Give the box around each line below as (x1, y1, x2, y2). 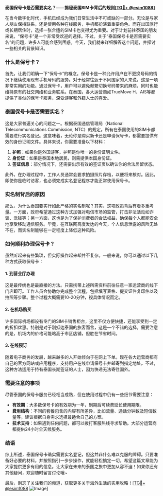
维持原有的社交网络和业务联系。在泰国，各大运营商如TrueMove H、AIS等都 (5, 89, 156, 95)
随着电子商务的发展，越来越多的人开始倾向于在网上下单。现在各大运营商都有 (5, 354, 158, 360)
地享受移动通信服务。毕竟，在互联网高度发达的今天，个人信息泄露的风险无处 (5, 221, 158, 227)
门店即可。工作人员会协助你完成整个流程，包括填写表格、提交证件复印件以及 (5, 288, 158, 294)
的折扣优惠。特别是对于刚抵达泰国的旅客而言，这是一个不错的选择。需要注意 (5, 324, 158, 330)
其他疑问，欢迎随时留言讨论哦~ (5, 470, 68, 476)
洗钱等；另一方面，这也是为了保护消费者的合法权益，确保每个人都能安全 (13, 215, 158, 221)
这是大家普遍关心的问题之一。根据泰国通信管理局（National (5, 120, 124, 126)
